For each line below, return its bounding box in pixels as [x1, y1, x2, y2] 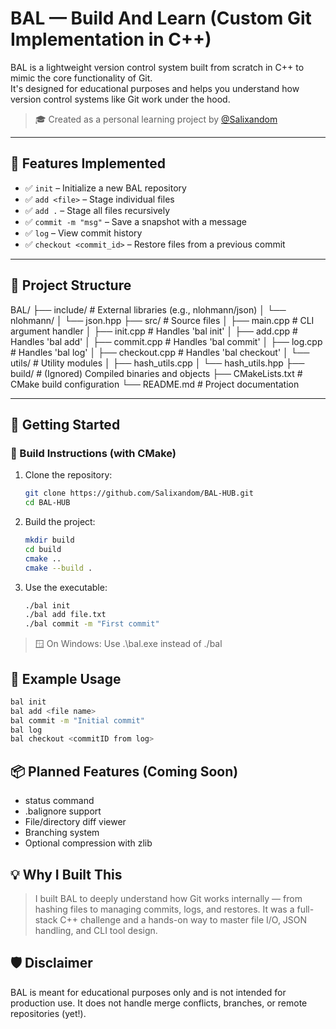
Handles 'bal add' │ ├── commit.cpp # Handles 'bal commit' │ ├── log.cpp [10, 335, 323, 347]
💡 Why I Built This [10, 866, 123, 883]
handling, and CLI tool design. [34, 924, 158, 936]
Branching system [24, 827, 100, 839]
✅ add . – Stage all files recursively [24, 204, 171, 216]
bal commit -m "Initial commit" [10, 715, 145, 726]
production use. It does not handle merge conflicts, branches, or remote [10, 997, 308, 1009]
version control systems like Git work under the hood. [10, 93, 231, 105]
